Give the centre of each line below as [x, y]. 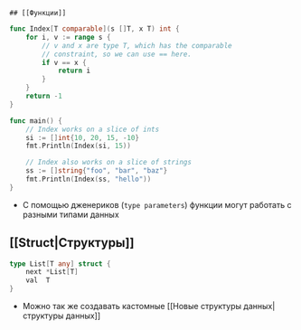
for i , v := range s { [68, 37]
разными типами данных [71, 214]
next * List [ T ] [52, 272]
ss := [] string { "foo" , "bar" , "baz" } [97, 171]
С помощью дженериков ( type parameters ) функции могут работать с [157, 204]
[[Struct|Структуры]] [72, 243]
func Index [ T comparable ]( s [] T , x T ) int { [94, 29]
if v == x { [65, 62]
